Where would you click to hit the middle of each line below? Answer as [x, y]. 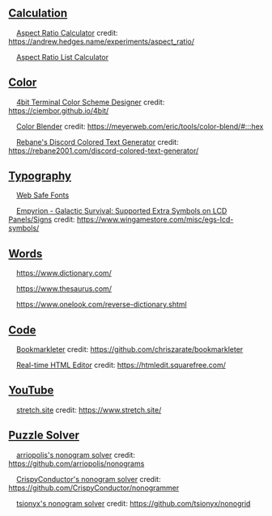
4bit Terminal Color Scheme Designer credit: [90, 102]
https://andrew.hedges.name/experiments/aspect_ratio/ [101, 41]
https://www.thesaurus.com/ [64, 289]
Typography [40, 176]
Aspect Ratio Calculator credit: [67, 32]
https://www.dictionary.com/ [64, 273]
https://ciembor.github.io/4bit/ [59, 110]
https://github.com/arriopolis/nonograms [76, 463]
